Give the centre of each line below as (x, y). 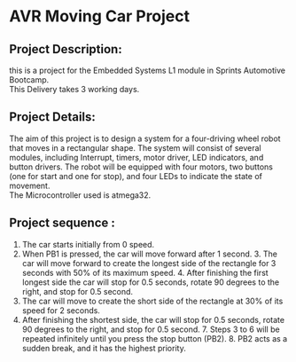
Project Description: (66, 49)
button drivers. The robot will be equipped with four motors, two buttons (141, 167)
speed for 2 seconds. (61, 310)
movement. (30, 185)
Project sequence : (62, 223)
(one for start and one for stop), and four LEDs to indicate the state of (136, 176)
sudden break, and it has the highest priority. (104, 348)
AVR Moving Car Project (100, 16)
